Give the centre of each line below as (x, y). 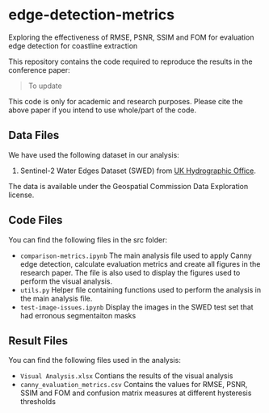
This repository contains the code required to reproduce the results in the (130, 61)
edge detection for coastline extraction (73, 45)
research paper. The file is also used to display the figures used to (130, 272)
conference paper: (39, 70)
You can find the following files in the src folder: (88, 239)
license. (21, 195)
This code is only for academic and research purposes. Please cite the (126, 101)
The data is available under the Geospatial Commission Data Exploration (128, 186)
